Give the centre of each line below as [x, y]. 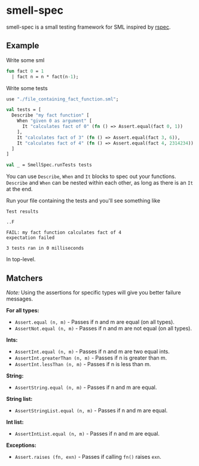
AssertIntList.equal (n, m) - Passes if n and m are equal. [87, 433]
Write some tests [27, 88]
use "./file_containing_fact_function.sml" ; [62, 99]
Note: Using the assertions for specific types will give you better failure [94, 292]
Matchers [25, 278]
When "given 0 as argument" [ [55, 121]
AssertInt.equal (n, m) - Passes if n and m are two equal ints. [92, 351]
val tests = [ [24, 110]
